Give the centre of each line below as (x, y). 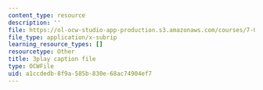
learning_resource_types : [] (56, 45)
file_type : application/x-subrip (63, 37)
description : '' (34, 23)
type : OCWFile (31, 67)
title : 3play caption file (52, 59)
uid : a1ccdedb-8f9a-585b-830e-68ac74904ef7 (80, 74)
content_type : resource (47, 15)
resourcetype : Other (42, 52)
